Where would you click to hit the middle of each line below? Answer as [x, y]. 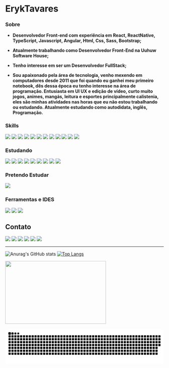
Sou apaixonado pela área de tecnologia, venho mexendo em [77, 75]
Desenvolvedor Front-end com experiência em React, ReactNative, [84, 35]
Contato [18, 227]
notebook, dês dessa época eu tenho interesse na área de [74, 86]
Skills [12, 126]
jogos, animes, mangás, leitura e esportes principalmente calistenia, [86, 97]
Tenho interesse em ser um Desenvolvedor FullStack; [69, 65]
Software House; [30, 56]
